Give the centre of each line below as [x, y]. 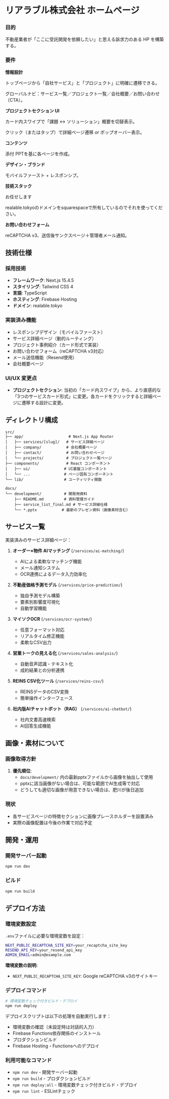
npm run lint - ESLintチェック [44, 1091]
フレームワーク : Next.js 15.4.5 [43, 280]
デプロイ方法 [25, 908]
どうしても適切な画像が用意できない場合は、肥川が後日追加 [82, 790]
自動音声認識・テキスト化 [47, 664]
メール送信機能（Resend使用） [45, 357]
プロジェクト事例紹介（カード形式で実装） [57, 345]
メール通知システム [40, 568]
